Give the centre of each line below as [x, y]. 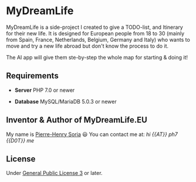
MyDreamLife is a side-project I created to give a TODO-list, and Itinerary [94, 27]
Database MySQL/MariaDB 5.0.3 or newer [65, 101]
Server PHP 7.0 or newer [45, 90]
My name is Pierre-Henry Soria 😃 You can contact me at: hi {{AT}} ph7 [92, 134]
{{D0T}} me [20, 140]
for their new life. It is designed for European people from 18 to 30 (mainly [95, 33]
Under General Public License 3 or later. [54, 173]
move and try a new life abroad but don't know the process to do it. [87, 46]
